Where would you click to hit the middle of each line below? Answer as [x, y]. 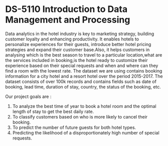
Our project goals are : [28, 96]
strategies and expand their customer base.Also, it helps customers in [77, 49]
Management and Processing [68, 20]
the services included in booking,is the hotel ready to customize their [76, 60]
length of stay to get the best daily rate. [53, 111]
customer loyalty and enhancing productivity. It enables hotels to [72, 39]
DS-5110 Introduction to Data [66, 9]
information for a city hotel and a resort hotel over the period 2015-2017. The [84, 76]
